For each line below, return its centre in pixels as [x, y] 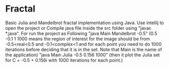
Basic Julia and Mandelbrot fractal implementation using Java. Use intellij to [85, 23]
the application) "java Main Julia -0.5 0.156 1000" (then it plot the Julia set [83, 55]
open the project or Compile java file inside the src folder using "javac [78, 28]
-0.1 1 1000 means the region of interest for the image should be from [78, 39]
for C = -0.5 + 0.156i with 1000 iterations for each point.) [64, 60]
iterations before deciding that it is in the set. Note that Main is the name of [84, 49]
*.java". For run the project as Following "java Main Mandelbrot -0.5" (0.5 [81, 33]
